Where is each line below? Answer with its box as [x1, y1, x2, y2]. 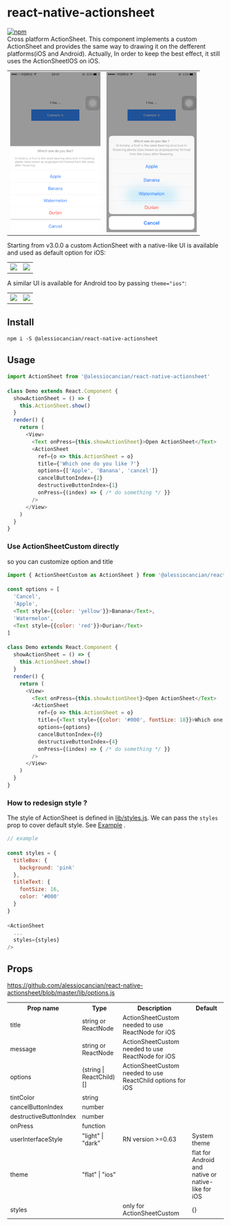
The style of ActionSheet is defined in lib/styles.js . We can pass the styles [7, 813, 219, 822]
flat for [192, 1148, 211, 1157]
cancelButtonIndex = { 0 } [37, 731, 103, 738]
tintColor [10, 1093, 35, 1102]
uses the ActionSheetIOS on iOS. [7, 56, 100, 65]
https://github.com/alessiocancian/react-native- [7, 981, 143, 989]
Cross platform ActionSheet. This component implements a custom [7, 34, 197, 43]
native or [192, 1170, 217, 1179]
